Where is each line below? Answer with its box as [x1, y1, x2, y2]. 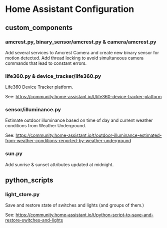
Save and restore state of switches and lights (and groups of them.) [5, 202, 144, 208]
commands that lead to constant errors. [5, 60, 87, 66]
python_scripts [5, 176, 53, 185]
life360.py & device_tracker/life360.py [5, 72, 101, 79]
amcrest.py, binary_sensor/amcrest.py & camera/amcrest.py [5, 38, 156, 45]
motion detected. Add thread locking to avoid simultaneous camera [5, 55, 144, 61]
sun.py [5, 150, 22, 157]
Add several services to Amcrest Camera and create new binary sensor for [5, 49, 159, 55]
